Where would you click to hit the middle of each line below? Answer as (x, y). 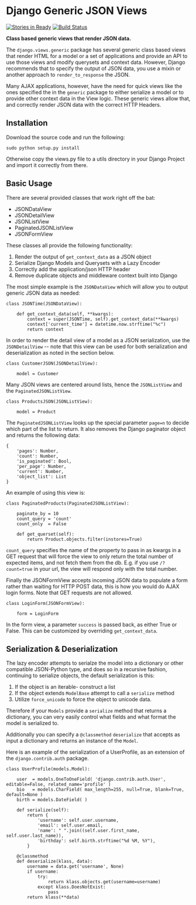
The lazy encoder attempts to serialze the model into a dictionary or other (95, 663)
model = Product (37, 411)
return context (46, 329)
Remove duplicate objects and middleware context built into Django (96, 275)
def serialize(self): (43, 810)
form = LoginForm (38, 614)
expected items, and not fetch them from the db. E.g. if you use (82, 562)
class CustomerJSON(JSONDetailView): (52, 363)
